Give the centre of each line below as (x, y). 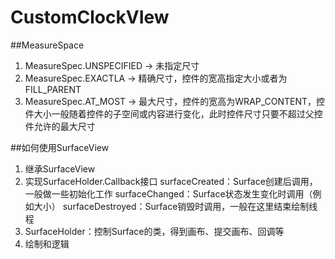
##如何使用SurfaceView (60, 147)
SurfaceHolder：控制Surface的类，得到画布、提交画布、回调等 (154, 231)
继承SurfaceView (60, 168)
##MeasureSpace (47, 45)
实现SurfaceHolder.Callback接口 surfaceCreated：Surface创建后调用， (171, 181)
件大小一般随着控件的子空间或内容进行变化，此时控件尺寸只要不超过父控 (173, 113)
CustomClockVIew (90, 17)
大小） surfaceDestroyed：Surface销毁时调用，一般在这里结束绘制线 (175, 206)
